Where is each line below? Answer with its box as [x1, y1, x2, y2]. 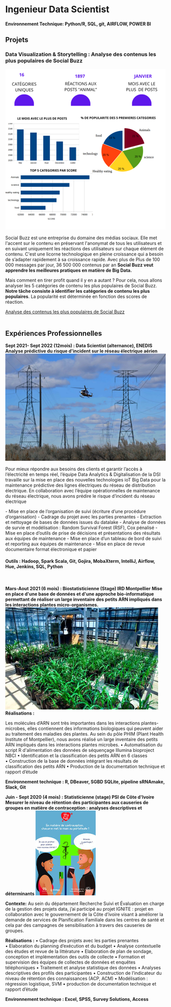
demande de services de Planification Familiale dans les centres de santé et [5, 917, 164, 923]
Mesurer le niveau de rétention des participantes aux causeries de [5, 799, 149, 805]
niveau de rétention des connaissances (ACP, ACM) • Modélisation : [5, 975, 148, 981]
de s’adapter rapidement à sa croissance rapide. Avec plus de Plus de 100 [5, 257, 160, 263]
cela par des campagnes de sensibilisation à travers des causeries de [5, 922, 152, 928]
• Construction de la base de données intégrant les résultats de [5, 758, 138, 764]
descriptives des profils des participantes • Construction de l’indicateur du [5, 970, 162, 976]
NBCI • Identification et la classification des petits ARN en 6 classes [5, 752, 148, 759]
